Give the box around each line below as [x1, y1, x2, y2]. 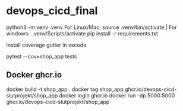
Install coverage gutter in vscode [6, 41, 87, 48]
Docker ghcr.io [6, 70, 62, 80]
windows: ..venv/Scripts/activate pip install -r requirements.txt [6, 30, 159, 37]
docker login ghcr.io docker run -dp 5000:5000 [59, 92, 175, 99]
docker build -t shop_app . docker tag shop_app [6, 86, 124, 93]
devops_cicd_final [6, 4, 98, 18]
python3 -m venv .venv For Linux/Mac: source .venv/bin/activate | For [6, 24, 177, 31]
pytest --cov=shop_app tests [6, 53, 77, 60]
